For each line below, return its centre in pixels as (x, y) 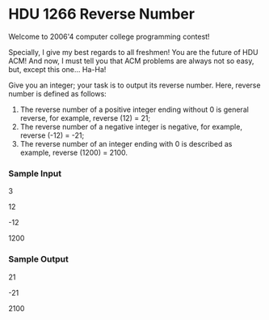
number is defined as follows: (57, 93)
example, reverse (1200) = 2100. (74, 152)
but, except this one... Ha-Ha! (57, 69)
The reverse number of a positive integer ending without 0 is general (134, 109)
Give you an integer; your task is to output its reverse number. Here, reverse (134, 85)
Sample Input (35, 173)
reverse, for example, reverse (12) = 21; (85, 117)
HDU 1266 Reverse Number (102, 14)
